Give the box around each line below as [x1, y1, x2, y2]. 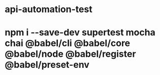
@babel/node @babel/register [5, 48, 136, 60]
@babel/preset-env [5, 59, 90, 70]
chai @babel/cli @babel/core [5, 37, 131, 49]
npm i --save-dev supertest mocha [5, 27, 155, 39]
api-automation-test [5, 4, 92, 15]
